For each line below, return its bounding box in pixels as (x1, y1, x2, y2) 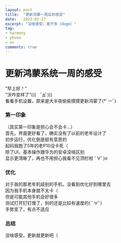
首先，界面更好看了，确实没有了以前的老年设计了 (5, 130, 106, 136)
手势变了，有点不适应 (5, 206, 49, 212)
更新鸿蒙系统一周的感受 (5, 68, 102, 79)
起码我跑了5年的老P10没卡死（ (5, 142, 68, 148)
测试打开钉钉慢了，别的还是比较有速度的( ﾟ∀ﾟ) (5, 200, 102, 206)
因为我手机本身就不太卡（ (5, 187, 58, 193)
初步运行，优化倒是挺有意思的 (5, 136, 67, 142)
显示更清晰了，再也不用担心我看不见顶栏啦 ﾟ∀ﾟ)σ (5, 155, 108, 161)
